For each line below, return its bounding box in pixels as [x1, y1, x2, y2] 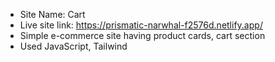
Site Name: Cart [19, 9, 86, 20]
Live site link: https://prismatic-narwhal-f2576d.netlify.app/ [19, 19, 263, 31]
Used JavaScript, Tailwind [19, 40, 128, 52]
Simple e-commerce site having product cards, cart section [19, 30, 266, 41]
